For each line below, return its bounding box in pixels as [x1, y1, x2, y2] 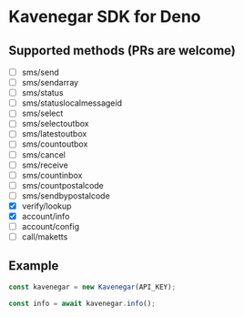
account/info [21, 210, 70, 221]
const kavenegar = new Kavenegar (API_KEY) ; [8, 282, 177, 291]
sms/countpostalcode [21, 179, 104, 190]
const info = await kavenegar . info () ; [8, 299, 156, 308]
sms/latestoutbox [21, 128, 87, 139]
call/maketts [21, 231, 68, 242]
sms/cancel [21, 148, 66, 160]
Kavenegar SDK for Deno [8, 6, 201, 27]
